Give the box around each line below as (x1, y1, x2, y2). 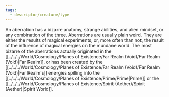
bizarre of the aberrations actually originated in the (5, 48, 112, 54)
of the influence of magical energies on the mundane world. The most (5, 42, 152, 48)
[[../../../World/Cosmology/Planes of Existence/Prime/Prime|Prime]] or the (5, 75, 159, 81)
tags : (5, 7, 17, 13)
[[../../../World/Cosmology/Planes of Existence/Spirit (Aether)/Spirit (5, 80, 145, 87)
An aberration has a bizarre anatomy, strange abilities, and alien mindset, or (5, 26, 164, 32)
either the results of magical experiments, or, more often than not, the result (5, 37, 164, 43)
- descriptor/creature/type (10, 12, 70, 17)
